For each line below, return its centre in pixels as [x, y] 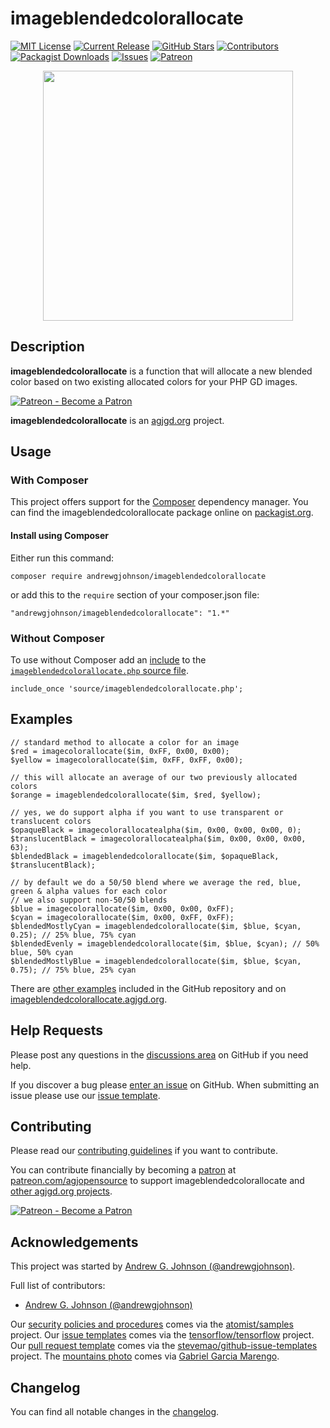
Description [47, 347]
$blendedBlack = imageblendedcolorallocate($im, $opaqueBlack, [145, 856]
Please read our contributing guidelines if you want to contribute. [144, 1151]
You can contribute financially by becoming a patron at [123, 1170]
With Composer [49, 480]
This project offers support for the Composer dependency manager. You [159, 502]
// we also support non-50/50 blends [89, 900]
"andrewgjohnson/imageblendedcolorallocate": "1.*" [120, 613]
